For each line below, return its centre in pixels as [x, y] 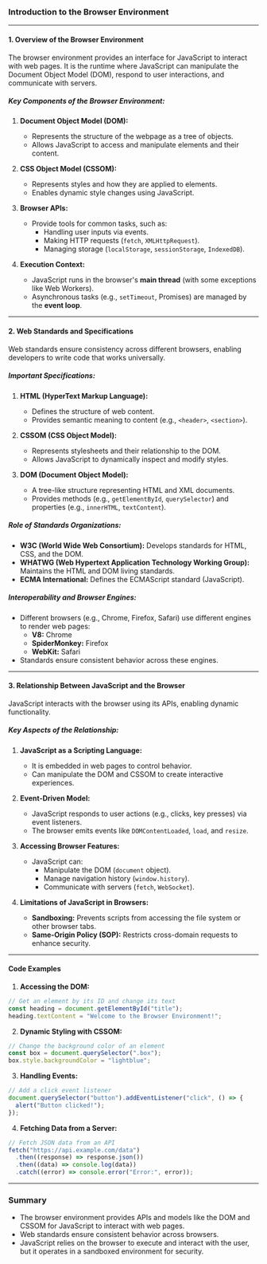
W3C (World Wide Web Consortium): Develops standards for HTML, [133, 545]
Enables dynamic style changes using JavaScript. [113, 193]
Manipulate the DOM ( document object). [107, 870]
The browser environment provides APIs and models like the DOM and [135, 1218]
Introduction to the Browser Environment [89, 12]
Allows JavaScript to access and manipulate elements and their [135, 145]
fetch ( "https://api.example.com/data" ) [74, 1150]
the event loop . [57, 305]
